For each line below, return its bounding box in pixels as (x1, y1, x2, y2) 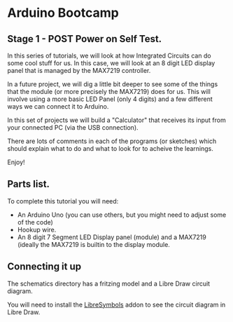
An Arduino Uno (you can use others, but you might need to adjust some (17, 210, 227, 219)
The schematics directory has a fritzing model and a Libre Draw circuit (7, 279, 211, 288)
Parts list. (7, 178, 50, 190)
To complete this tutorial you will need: (7, 196, 119, 205)
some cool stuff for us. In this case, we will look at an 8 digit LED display (7, 59, 216, 67)
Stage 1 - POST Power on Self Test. (7, 33, 162, 45)
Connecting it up (7, 261, 82, 273)
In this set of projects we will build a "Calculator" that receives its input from (7, 116, 226, 124)
